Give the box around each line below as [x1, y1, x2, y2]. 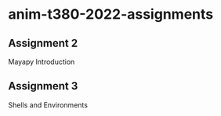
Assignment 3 [8, 79, 78, 93]
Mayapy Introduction [8, 57, 75, 66]
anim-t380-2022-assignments [8, 5, 214, 23]
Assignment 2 [8, 37, 78, 50]
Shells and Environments [8, 100, 89, 110]
